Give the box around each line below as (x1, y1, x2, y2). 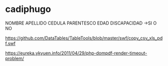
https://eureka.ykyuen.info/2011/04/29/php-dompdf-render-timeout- (5, 50, 147, 56)
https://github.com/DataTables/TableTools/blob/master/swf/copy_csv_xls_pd (5, 35, 163, 41)
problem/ (5, 55, 24, 61)
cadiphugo (5, 3, 51, 15)
